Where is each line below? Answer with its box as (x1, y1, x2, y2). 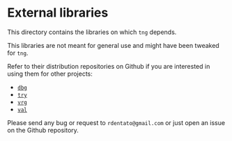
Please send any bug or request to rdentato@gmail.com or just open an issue (7, 118, 225, 126)
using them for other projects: (7, 69, 93, 78)
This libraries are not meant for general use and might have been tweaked (7, 41, 219, 49)
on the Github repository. (7, 126, 79, 134)
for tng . (7, 49, 29, 57)
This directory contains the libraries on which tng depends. (7, 28, 177, 36)
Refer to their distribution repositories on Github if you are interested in (7, 62, 210, 70)
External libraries (7, 5, 109, 21)
